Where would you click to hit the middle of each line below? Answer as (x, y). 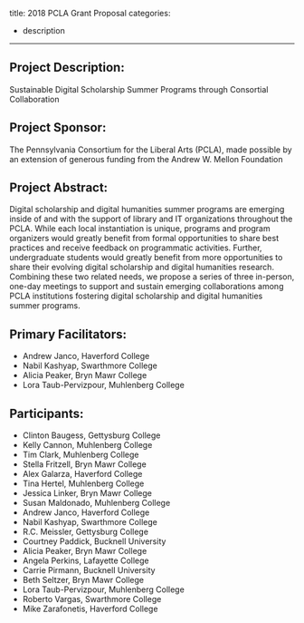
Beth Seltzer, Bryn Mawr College (83, 580)
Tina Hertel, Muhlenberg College (83, 483)
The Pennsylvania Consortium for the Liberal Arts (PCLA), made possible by (151, 150)
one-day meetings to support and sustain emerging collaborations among (147, 287)
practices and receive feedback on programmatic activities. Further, (136, 248)
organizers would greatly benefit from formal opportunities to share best (144, 238)
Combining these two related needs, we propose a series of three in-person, (152, 277)
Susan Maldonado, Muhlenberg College (96, 503)
